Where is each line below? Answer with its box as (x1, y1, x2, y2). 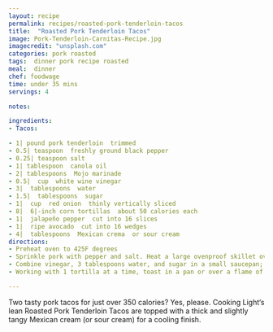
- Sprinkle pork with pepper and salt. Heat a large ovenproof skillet (8, 253, 256, 261)
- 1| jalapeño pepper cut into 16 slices (8, 215, 158, 223)
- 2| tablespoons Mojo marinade (8, 169, 122, 177)
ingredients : (8, 117, 53, 125)
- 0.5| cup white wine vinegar (8, 177, 122, 186)
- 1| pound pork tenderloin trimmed (8, 139, 136, 147)
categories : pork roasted (8, 50, 96, 58)
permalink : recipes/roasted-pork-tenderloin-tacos (8, 20, 184, 28)
